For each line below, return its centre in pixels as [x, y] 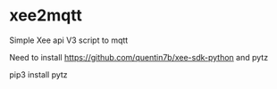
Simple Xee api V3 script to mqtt [69, 40]
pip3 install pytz [39, 74]
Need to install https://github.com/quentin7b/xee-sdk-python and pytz [139, 57]
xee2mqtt [46, 16]
